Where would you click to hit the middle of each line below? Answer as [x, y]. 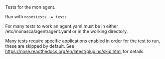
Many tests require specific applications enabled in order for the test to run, [83, 41]
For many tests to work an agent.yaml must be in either [62, 26]
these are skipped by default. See [40, 46]
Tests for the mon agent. [30, 7]
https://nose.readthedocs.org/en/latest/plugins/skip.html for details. [75, 51]
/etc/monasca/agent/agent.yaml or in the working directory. [67, 31]
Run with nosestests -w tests [36, 16]
